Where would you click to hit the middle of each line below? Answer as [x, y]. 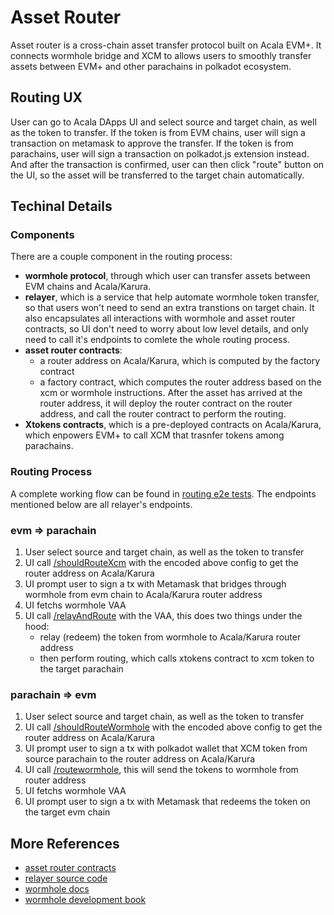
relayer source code [66, 878]
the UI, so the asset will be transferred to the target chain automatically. [157, 175]
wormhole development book [85, 900]
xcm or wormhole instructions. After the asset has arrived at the [171, 393]
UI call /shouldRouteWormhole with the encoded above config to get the [173, 727]
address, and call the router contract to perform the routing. [163, 414]
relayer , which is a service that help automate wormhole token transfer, [172, 297]
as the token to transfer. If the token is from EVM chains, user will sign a [158, 132]
